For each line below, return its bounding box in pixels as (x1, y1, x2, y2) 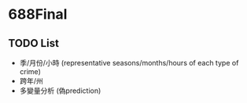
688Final (8, 5, 68, 23)
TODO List (8, 37, 59, 50)
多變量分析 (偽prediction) (19, 86, 101, 95)
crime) (19, 67, 42, 76)
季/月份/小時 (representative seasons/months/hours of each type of (19, 59, 239, 67)
